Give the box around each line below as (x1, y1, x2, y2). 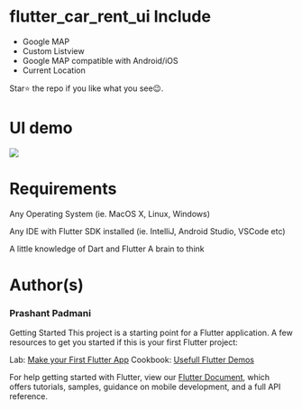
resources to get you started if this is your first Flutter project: (9, 337, 239, 348)
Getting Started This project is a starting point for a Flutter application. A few (9, 327, 293, 339)
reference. (9, 391, 48, 402)
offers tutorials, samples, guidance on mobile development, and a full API (9, 381, 281, 393)
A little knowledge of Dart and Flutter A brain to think (9, 243, 205, 254)
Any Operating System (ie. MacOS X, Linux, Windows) (9, 208, 210, 219)
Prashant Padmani (9, 306, 92, 319)
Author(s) (9, 275, 84, 295)
